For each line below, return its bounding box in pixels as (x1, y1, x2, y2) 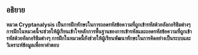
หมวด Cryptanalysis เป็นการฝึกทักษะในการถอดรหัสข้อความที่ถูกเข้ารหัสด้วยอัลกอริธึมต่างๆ (6, 21, 191, 28)
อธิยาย (6, 5, 25, 15)
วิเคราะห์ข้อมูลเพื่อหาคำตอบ (6, 41, 60, 48)
